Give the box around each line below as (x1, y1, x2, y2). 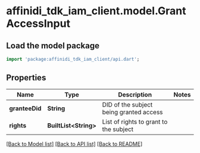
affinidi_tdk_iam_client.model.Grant (6, 4, 186, 18)
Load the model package (6, 40, 100, 51)
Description (118, 90, 152, 99)
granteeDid (9, 104, 42, 113)
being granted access (102, 108, 163, 116)
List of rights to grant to (102, 117, 168, 126)
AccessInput (6, 17, 70, 30)
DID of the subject (102, 100, 153, 108)
